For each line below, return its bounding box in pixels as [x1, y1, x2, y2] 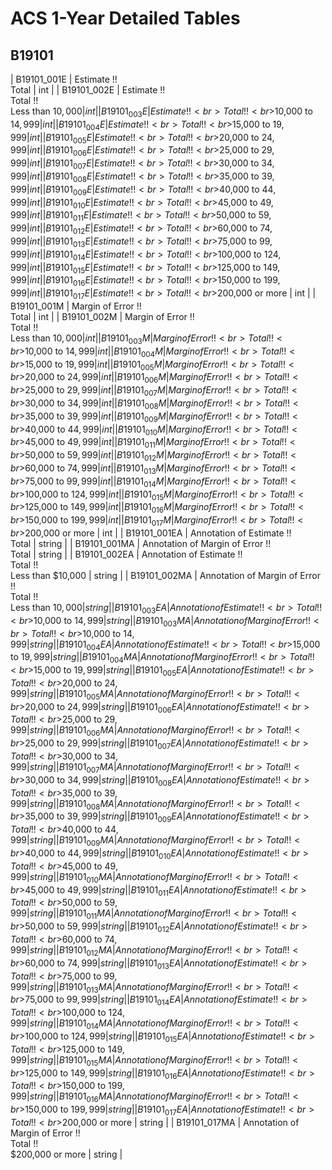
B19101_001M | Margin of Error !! [10, 300, 142, 312]
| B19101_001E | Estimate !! [10, 73, 118, 85]
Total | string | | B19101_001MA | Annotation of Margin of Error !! [10, 537, 272, 549]
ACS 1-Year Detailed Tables [10, 7, 241, 30]
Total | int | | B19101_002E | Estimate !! [10, 84, 166, 96]
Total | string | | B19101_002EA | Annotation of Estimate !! [10, 548, 243, 560]
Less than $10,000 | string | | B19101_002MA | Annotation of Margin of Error [10, 569, 321, 581]
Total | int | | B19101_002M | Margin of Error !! [10, 310, 195, 322]
